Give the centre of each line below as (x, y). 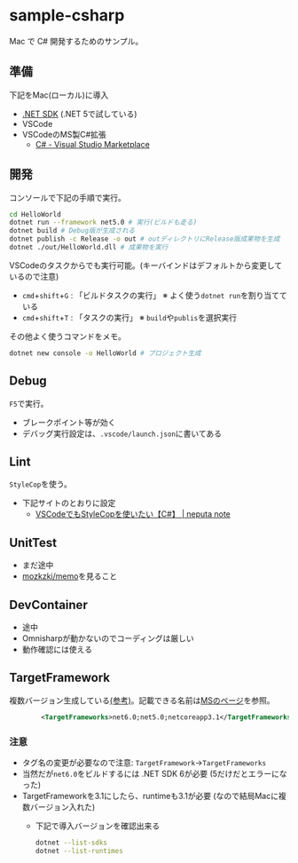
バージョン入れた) (63, 807)
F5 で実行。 (29, 403)
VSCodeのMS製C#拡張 (64, 134)
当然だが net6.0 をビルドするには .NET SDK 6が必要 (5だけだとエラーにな (155, 774)
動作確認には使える (57, 650)
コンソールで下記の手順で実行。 (67, 197)
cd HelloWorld (35, 214)
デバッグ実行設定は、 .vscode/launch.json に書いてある (122, 433)
